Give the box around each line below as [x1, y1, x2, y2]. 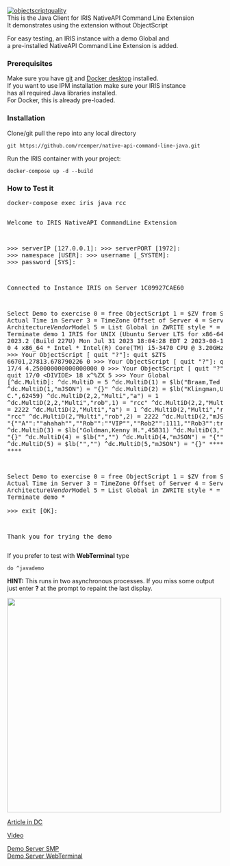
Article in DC [7, 817, 43, 826]
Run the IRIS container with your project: [7, 154, 121, 163]
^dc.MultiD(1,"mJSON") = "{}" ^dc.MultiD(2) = [7, 385, 166, 393]
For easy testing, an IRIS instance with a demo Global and [7, 34, 170, 43]
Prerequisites [7, 58, 53, 68]
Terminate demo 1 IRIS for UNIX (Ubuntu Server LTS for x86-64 [7, 330, 224, 338]
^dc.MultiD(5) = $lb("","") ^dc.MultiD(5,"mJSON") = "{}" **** [7, 440, 224, 447]
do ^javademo [7, 565, 44, 572]
